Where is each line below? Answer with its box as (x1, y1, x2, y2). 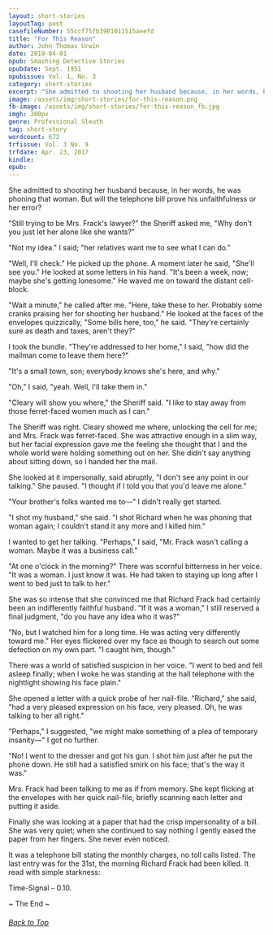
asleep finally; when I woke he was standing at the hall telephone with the (8, 669, 255, 679)
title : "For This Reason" (8, 34, 96, 43)
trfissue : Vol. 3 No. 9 (8, 140, 89, 149)
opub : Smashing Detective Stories (8, 58, 126, 66)
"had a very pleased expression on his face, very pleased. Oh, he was (8, 702, 243, 712)
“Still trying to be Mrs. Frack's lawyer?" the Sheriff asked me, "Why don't (8, 219, 253, 228)
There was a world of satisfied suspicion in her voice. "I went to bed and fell (8, 660, 262, 671)
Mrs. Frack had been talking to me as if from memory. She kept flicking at (8, 784, 254, 794)
